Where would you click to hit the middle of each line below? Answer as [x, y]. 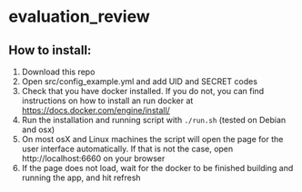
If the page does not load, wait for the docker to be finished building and [157, 168]
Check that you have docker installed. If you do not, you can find [143, 91]
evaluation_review [80, 17]
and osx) [38, 130]
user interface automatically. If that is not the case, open [127, 149]
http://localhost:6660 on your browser [93, 158]
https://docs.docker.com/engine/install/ [96, 110]
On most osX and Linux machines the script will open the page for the [152, 139]
